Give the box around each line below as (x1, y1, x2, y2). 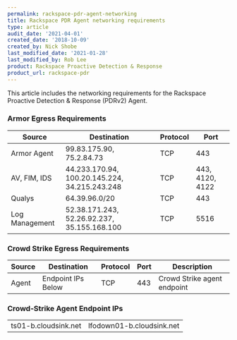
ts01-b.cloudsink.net (11, 321, 82, 331)
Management (11, 218, 55, 228)
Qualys (11, 193, 35, 203)
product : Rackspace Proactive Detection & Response (7, 63, 162, 70)
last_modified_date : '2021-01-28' (7, 50, 109, 57)
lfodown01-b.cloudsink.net (87, 321, 180, 331)
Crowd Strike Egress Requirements (7, 243, 130, 253)
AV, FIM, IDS (11, 173, 52, 183)
